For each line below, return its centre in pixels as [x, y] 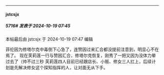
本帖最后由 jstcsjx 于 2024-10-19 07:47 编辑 [49, 39]
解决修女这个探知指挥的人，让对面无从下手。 [63, 67]
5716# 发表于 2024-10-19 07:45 [38, 26]
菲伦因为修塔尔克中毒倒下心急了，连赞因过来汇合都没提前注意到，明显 [76, 49]
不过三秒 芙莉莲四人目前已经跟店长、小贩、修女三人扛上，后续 [89, 61]
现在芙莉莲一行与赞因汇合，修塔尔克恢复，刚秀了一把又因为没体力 [85, 55]
